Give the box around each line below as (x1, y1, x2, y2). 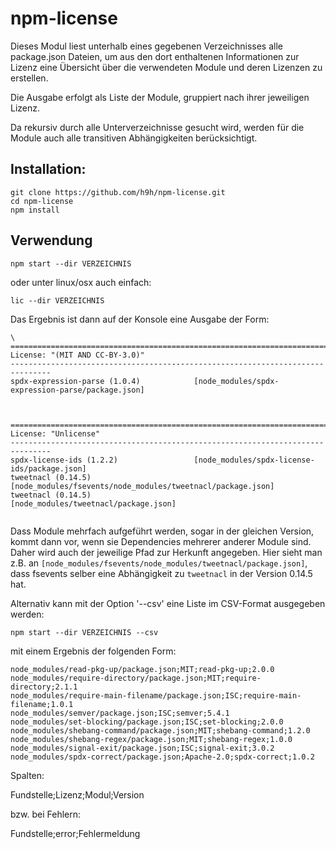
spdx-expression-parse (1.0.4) (10, 376, 141, 386)
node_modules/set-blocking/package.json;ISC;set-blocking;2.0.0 (10, 717, 284, 727)
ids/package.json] (10, 463, 87, 474)
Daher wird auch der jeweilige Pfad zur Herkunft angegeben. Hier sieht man (10, 546, 323, 558)
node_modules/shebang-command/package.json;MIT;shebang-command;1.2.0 (10, 725, 311, 736)
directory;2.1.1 (10, 682, 78, 692)
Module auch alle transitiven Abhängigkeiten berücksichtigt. (10, 132, 258, 144)
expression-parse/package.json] (10, 385, 145, 395)
